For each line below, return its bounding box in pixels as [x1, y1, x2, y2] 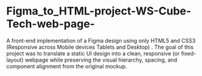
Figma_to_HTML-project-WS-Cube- [6, 4, 192, 18]
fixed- [181, 49, 197, 57]
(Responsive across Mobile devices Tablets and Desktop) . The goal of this [6, 43, 193, 51]
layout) [6, 56, 24, 63]
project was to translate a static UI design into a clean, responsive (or [6, 49, 180, 57]
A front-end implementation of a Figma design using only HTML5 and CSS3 [6, 37, 196, 44]
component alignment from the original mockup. [6, 62, 128, 70]
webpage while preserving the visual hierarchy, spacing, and [24, 56, 178, 63]
